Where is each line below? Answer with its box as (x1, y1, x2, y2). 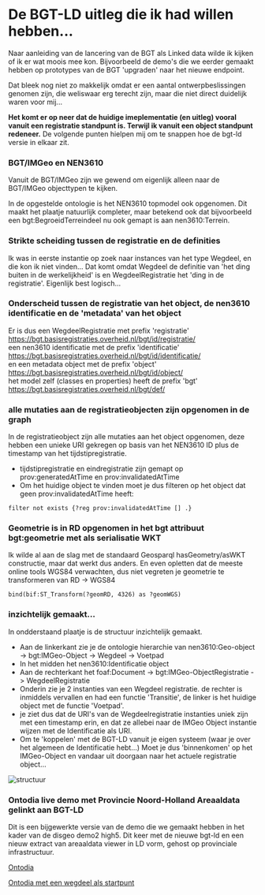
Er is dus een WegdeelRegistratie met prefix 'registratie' (8, 326, 189, 335)
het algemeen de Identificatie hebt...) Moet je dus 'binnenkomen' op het (19, 743, 253, 752)
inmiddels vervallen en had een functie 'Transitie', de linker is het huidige (19, 692, 256, 702)
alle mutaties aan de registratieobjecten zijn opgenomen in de (8, 404, 250, 415)
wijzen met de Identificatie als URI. (19, 725, 132, 735)
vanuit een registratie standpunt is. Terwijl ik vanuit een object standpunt (8, 121, 254, 130)
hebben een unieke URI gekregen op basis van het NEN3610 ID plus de (8, 440, 239, 450)
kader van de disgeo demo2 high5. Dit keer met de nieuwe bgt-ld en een (8, 830, 244, 841)
